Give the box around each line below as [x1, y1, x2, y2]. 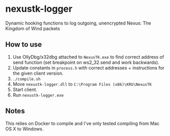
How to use [5, 40, 42, 49]
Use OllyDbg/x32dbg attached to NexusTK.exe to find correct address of [12, 54, 164, 60]
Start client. [12, 86, 37, 93]
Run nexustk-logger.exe [12, 92, 64, 98]
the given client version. [12, 70, 63, 76]
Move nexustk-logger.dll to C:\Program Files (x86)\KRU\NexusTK [12, 81, 152, 87]
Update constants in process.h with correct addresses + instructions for [12, 64, 165, 71]
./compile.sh [12, 76, 41, 82]
